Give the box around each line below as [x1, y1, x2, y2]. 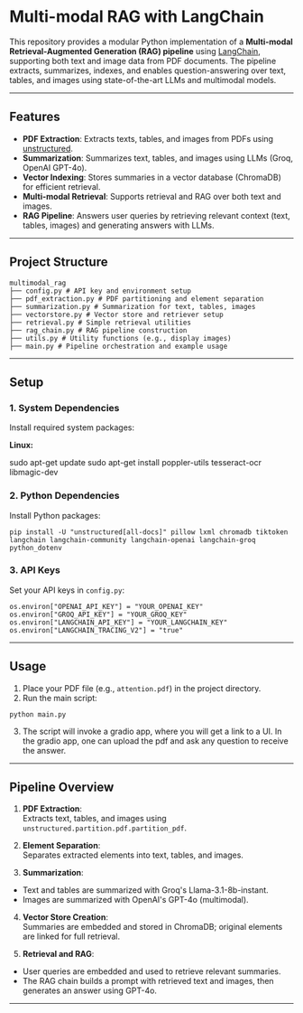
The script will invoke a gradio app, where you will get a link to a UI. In [22, 726, 282, 736]
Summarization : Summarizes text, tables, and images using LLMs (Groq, [22, 152, 293, 164]
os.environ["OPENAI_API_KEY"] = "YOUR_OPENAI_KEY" [9, 602, 204, 611]
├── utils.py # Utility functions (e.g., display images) [9, 333, 232, 342]
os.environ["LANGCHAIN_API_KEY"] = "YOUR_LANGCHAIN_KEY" [9, 617, 228, 627]
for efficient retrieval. [22, 181, 101, 192]
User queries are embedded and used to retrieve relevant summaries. [22, 966, 281, 977]
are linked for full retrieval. [22, 931, 120, 942]
